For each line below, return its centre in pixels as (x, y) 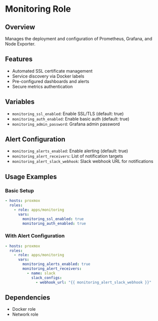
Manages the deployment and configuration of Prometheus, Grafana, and (79, 39)
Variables (20, 102)
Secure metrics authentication (42, 86)
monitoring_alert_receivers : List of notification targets (68, 156)
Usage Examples (31, 177)
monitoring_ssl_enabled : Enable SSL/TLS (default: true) (68, 114)
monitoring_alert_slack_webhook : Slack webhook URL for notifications (83, 161)
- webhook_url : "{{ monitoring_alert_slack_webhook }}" (94, 282)
